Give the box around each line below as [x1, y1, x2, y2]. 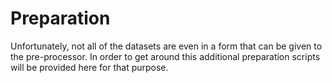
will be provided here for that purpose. [10, 61, 169, 73]
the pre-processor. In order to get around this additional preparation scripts [10, 50, 321, 62]
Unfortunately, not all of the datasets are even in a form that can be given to [10, 40, 323, 52]
